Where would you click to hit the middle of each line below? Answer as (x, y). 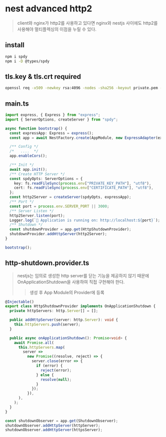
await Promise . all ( (34, 343)
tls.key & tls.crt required (43, 77)
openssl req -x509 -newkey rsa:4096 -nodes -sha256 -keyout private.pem (82, 88)
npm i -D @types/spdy (27, 61)
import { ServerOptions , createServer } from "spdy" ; (62, 120)
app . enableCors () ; (29, 156)
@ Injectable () (20, 302)
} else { (45, 375)
